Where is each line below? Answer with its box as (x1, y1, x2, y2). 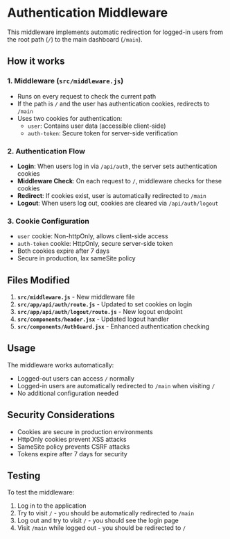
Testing (7, 470, 41, 482)
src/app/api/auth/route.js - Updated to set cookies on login (17, 300, 193, 308)
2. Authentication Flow (7, 146, 85, 156)
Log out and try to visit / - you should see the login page (17, 516, 179, 525)
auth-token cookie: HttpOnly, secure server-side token (17, 240, 173, 248)
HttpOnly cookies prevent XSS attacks (17, 435, 127, 443)
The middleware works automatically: (7, 360, 114, 369)
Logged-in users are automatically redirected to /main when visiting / (17, 381, 215, 390)
